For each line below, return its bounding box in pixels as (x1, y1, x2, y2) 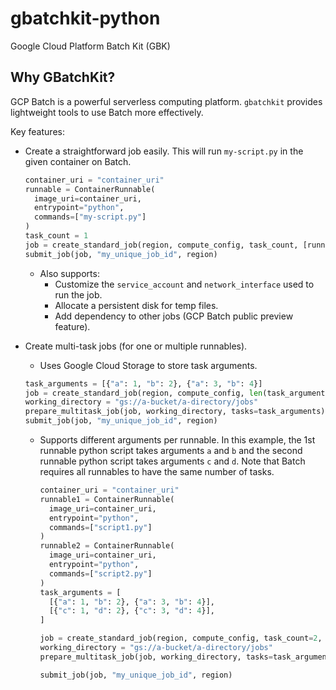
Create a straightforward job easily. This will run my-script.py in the (24, 145, 304, 157)
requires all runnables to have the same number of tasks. (39, 466, 275, 477)
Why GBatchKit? (10, 69, 116, 86)
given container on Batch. (24, 155, 132, 167)
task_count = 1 (24, 231, 89, 241)
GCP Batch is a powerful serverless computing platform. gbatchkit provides (10, 95, 323, 107)
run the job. (54, 288, 103, 301)
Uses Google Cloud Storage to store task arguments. (39, 359, 258, 371)
